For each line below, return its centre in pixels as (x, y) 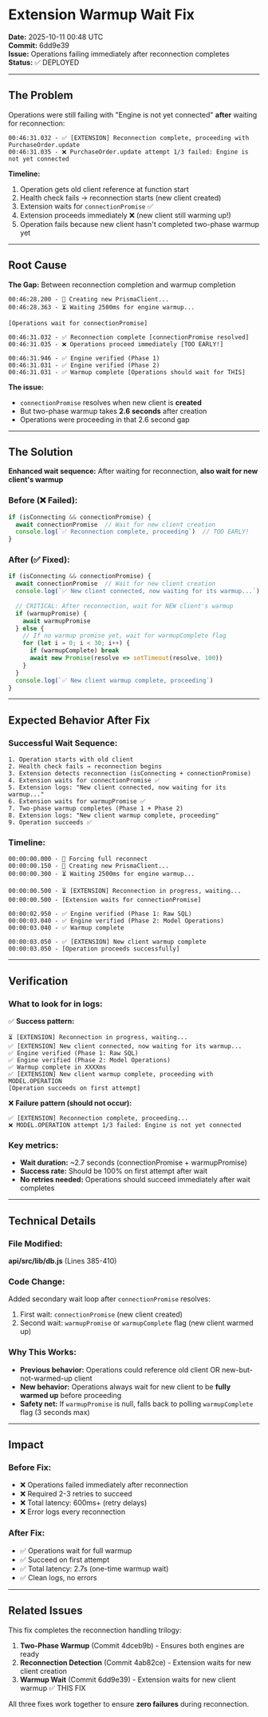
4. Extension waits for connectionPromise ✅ (84, 781)
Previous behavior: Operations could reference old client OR (120, 1369)
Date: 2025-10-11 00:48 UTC (56, 37)
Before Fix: (30, 1468)
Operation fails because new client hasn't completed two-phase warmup (140, 224)
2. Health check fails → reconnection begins (85, 767)
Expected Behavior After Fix (79, 720)
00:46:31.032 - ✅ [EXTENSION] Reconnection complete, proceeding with (129, 137)
